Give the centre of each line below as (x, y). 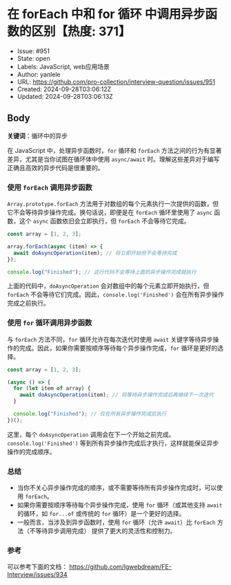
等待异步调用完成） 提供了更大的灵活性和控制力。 (106, 531)
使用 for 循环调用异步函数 (50, 323)
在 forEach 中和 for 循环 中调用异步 (106, 14)
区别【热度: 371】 (81, 31)
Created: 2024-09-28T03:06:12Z (64, 89)
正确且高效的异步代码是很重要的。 (56, 167)
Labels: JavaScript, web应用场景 (63, 66)
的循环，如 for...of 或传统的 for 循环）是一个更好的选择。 (101, 514)
